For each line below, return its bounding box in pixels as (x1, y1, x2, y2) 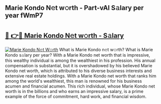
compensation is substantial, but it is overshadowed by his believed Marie (5, 63, 153, 68)
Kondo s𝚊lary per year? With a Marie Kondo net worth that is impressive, (5, 52, 150, 58)
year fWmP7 (5, 12, 44, 20)
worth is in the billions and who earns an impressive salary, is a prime (5, 89, 144, 94)
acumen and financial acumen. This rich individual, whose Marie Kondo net (5, 83, 155, 89)
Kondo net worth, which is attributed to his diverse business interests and (5, 68, 152, 74)
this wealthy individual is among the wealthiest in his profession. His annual (5, 58, 156, 63)
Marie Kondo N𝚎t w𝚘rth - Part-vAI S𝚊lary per (5, 4, 144, 12)
